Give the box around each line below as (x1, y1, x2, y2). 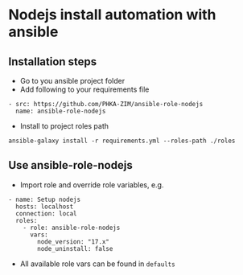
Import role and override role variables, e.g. (19, 179, 164, 190)
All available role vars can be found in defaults (19, 259, 175, 269)
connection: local (15, 209, 78, 218)
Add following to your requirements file (19, 84, 150, 94)
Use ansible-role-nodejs (8, 158, 133, 172)
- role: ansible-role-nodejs (23, 224, 121, 232)
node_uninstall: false (37, 244, 113, 252)
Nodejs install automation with (8, 6, 216, 24)
